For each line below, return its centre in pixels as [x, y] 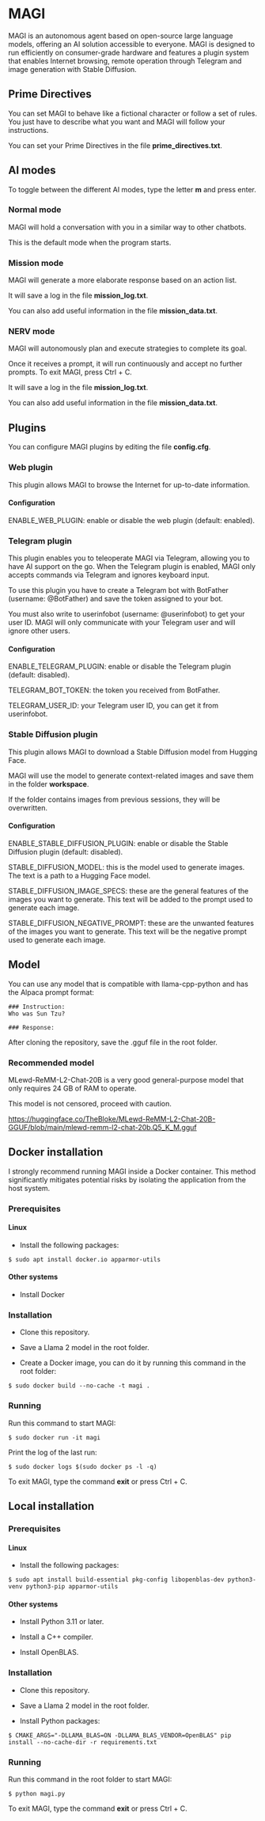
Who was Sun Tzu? [37, 1014]
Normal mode [35, 210]
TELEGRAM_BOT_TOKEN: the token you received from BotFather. [114, 690]
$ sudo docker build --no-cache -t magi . [79, 1386]
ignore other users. [39, 631]
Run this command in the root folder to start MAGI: [90, 1779]
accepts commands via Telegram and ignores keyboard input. [109, 575]
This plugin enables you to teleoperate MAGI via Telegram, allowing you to [129, 558]
